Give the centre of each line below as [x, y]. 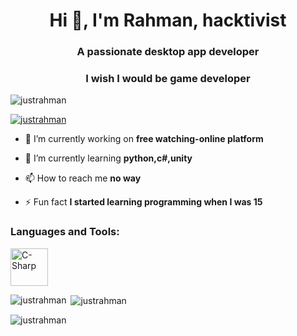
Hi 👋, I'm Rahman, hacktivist [168, 20]
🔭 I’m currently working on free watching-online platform [144, 139]
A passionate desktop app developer [168, 52]
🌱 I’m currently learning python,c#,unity [108, 158]
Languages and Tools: [65, 232]
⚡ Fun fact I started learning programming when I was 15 [143, 202]
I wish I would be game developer [168, 79]
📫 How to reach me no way [83, 178]
